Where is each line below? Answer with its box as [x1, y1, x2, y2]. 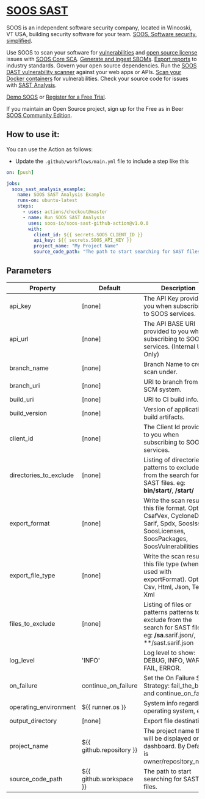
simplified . [6, 37, 32, 44]
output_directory [9, 716, 57, 725]
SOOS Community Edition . [6, 111, 73, 119]
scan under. [143, 367, 178, 376]
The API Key [143, 294, 179, 302]
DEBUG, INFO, [143, 656, 185, 664]
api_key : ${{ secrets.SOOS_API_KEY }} [33, 237, 132, 244]
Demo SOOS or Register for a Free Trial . [6, 93, 107, 100]
